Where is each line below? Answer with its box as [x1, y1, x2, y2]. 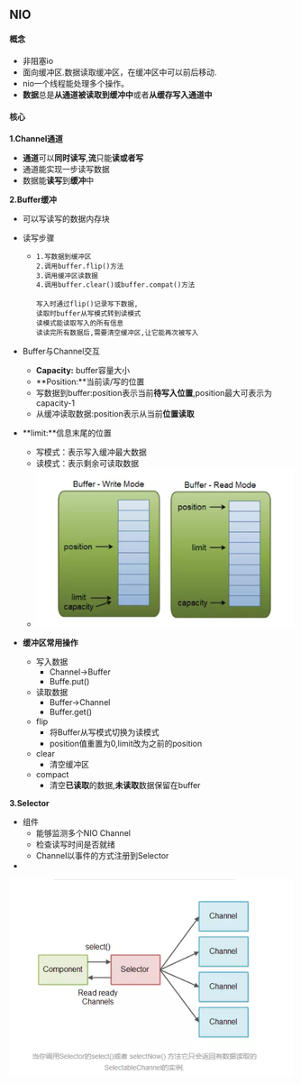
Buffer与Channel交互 [22, 345, 101, 356]
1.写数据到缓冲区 [35, 252, 92, 261]
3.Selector [9, 797, 50, 808]
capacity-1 [35, 397, 75, 409]
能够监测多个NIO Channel [35, 827, 132, 838]
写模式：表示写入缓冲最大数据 [35, 446, 147, 457]
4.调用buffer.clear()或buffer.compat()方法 [35, 280, 196, 289]
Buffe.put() [49, 675, 90, 686]
